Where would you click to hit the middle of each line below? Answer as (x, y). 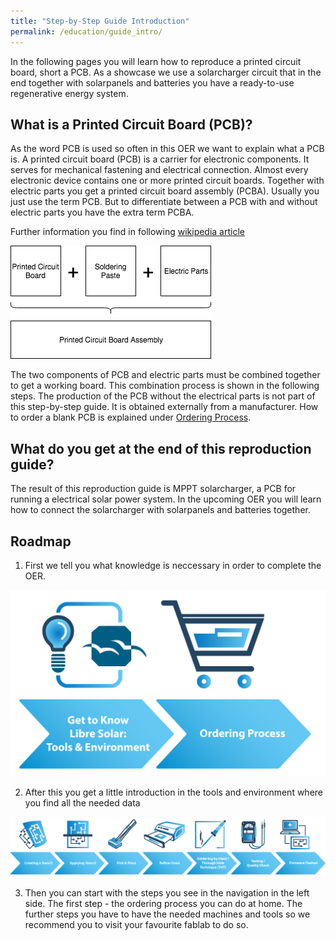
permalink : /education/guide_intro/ (86, 31)
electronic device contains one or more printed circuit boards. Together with (167, 181)
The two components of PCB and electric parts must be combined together (165, 375)
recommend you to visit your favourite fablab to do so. (136, 924)
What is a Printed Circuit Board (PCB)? (131, 124)
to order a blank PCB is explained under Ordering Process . (131, 417)
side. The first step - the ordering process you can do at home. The (163, 903)
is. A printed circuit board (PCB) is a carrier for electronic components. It (160, 159)
